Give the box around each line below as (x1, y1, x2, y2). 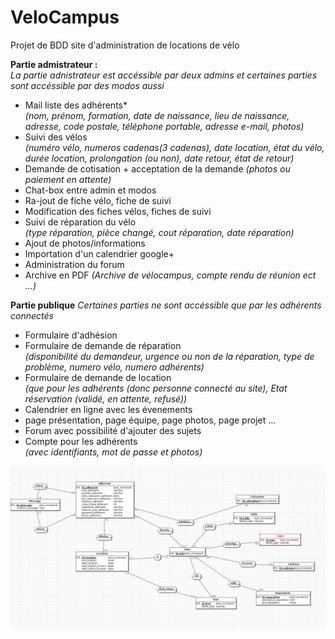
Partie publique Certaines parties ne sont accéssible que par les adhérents (10, 299, 322, 311)
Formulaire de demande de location (24, 371, 172, 383)
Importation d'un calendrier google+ (24, 247, 175, 260)
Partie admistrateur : (10, 58, 98, 70)
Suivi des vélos (24, 131, 88, 143)
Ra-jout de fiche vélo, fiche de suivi (24, 194, 172, 206)
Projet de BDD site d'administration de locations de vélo (10, 39, 240, 51)
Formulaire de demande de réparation (24, 339, 182, 351)
